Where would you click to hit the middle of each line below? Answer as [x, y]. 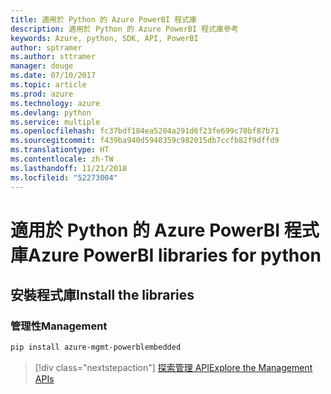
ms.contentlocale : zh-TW [62, 159]
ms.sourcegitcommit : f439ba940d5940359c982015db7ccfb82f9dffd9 [145, 141]
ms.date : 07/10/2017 [53, 76]
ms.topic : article [48, 85]
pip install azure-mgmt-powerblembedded [96, 347]
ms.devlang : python [51, 112]
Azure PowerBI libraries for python [175, 255]
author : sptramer [46, 47]
